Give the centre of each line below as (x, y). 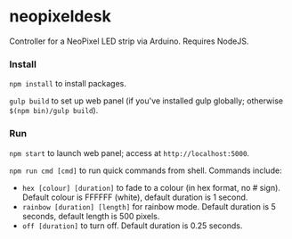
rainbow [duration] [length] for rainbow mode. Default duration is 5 (149, 206)
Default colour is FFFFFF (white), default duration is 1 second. (135, 197)
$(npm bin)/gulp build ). (54, 111)
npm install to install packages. (68, 84)
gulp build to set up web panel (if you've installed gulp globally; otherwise (146, 101)
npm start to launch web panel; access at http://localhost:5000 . (130, 152)
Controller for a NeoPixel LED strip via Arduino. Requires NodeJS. (129, 41)
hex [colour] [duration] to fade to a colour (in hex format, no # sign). (151, 187)
